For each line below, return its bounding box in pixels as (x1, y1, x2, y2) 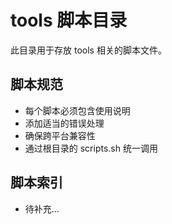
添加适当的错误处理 (24, 117, 105, 129)
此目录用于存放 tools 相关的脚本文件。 (10, 44, 167, 56)
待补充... (24, 202, 60, 215)
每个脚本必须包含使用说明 (24, 104, 131, 116)
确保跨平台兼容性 (24, 129, 96, 141)
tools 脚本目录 (10, 9, 128, 32)
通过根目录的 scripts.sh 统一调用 (24, 142, 158, 154)
